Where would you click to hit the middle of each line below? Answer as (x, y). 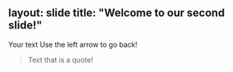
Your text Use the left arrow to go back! (73, 44)
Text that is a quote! (60, 59)
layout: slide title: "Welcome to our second (116, 13)
